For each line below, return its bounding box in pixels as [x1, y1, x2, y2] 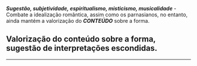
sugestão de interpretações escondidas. [6, 43, 158, 53]
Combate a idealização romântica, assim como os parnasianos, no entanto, [6, 11, 188, 18]
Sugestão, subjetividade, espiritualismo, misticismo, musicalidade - [6, 5, 177, 12]
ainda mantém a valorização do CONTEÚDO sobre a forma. [6, 18, 150, 24]
